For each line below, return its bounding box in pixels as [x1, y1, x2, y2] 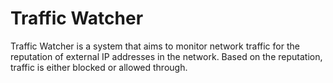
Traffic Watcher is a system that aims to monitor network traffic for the [10, 40, 300, 52]
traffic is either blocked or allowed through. [10, 61, 188, 73]
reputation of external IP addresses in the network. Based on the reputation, [10, 50, 323, 62]
